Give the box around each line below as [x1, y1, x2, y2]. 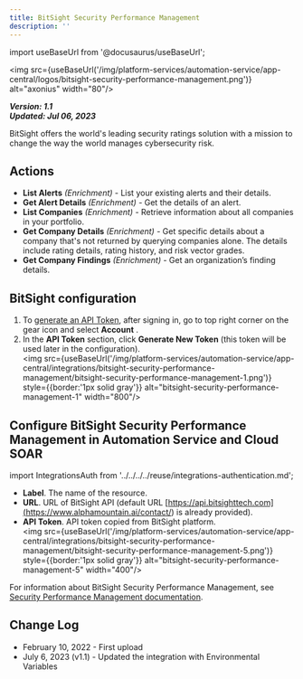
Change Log [9, 618, 80, 633]
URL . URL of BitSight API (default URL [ [22, 496, 169, 507]
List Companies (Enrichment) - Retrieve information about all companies [22, 207, 294, 218]
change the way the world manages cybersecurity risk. [9, 137, 215, 148]
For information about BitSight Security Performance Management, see [9, 581, 274, 592]
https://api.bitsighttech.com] [167, 496, 274, 507]
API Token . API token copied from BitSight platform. [22, 516, 216, 527]
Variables [22, 661, 58, 672]
